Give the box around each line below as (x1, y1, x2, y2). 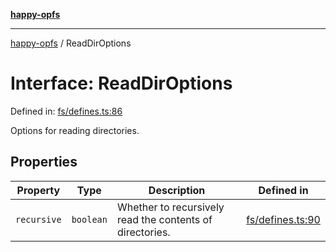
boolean (71, 214, 108, 225)
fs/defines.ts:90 (246, 212, 321, 226)
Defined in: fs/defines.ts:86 (10, 105, 123, 117)
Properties (10, 154, 78, 171)
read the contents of (116, 212, 213, 226)
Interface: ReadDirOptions (10, 72, 233, 95)
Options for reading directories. (10, 124, 140, 136)
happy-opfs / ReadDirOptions (10, 37, 132, 49)
